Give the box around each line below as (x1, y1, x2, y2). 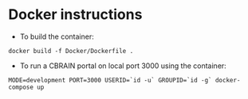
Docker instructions (8, 6, 143, 24)
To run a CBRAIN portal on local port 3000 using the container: (19, 61, 227, 70)
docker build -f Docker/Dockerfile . (8, 47, 134, 55)
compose (8, 83, 34, 91)
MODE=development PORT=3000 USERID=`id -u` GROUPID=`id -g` (8, 76, 213, 84)
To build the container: (19, 32, 94, 41)
